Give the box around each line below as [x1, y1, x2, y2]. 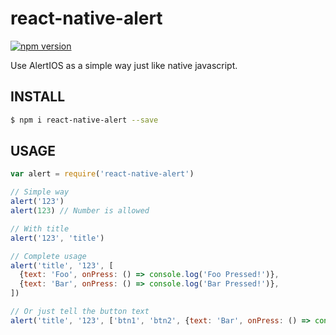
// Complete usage [10, 251, 87, 261]
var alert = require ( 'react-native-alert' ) [10, 169, 195, 179]
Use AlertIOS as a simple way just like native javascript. [10, 59, 238, 71]
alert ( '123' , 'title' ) [10, 233, 105, 243]
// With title [10, 223, 70, 234]
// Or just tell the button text [10, 307, 150, 317]
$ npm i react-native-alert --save [10, 115, 159, 125]
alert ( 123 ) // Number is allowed [10, 206, 150, 216]
